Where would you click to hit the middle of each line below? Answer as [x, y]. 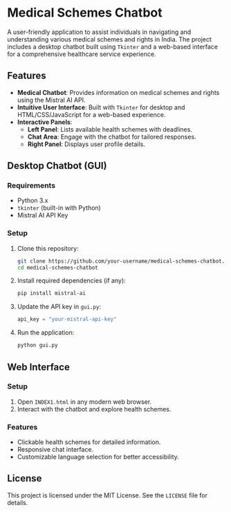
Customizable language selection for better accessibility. [98, 457]
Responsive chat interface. [55, 450]
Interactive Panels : [45, 122]
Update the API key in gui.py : [59, 307]
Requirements [31, 186]
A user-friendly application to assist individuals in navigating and [99, 32]
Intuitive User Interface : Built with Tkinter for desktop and [101, 107]
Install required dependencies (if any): [71, 281]
